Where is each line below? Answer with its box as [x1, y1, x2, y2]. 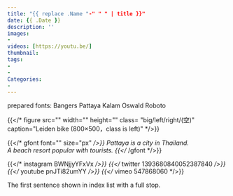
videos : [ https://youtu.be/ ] [7, 43, 92, 50]
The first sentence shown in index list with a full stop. [7, 181, 161, 190]
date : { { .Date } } [7, 17, 61, 24]
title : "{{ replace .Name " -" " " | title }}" [7, 10, 146, 18]
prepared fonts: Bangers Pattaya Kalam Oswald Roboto [7, 101, 167, 110]
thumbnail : [7, 50, 39, 57]
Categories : [7, 75, 42, 83]
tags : [7, 56, 23, 63]
